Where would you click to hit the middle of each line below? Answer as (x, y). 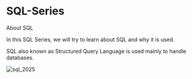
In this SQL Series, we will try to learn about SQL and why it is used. (91, 39)
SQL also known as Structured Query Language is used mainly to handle (96, 51)
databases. (20, 57)
